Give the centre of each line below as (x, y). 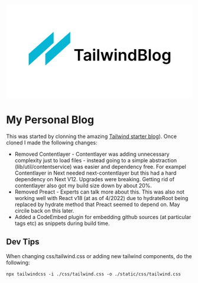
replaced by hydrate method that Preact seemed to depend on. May (97, 204)
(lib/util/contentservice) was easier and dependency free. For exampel (100, 166)
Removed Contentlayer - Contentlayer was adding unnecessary (92, 154)
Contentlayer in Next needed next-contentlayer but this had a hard (95, 173)
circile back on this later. (44, 210)
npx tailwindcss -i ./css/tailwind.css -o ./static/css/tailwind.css (94, 274)
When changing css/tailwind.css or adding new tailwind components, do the (99, 256)
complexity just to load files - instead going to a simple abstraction (96, 160)
